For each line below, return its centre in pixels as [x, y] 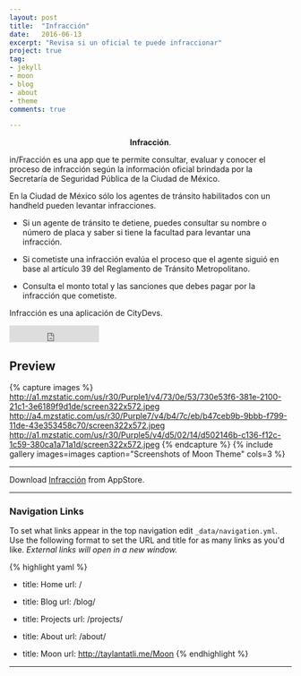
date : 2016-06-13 [46, 34]
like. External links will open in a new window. [93, 550]
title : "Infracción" [50, 26]
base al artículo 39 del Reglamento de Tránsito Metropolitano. [136, 269]
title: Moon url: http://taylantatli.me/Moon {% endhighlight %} [135, 654]
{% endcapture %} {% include [217, 445]
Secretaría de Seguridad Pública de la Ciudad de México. [115, 179]
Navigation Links [47, 511]
